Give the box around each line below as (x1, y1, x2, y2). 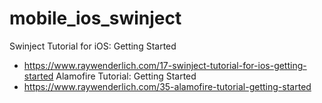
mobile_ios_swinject (9, 7, 182, 30)
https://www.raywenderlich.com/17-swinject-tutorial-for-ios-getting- (23, 59, 307, 71)
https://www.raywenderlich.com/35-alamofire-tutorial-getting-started (23, 80, 312, 92)
